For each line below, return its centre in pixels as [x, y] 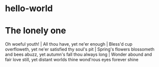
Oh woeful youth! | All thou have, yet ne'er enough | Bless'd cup [69, 44]
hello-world [29, 8]
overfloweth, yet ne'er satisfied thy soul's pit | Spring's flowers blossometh [80, 50]
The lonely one [36, 31]
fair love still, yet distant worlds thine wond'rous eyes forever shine [72, 60]
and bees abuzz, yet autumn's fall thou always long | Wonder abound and [79, 54]
